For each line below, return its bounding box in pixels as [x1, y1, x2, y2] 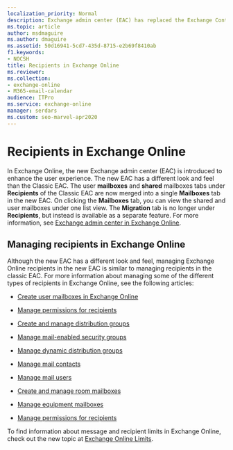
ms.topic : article [7, 23, 60, 30]
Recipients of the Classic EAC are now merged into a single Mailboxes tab [7, 188, 221, 197]
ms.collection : [7, 74, 51, 82]
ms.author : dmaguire [7, 36, 67, 43]
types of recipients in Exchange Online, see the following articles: [7, 279, 194, 287]
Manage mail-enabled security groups [17, 333, 127, 341]
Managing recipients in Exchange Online [7, 238, 186, 250]
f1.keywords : [7, 49, 45, 56]
